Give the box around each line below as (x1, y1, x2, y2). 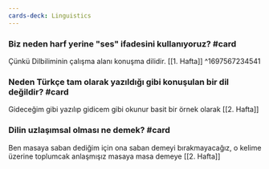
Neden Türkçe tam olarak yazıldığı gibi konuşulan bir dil (8, 76, 230, 87)
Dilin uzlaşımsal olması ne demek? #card (8, 125, 171, 136)
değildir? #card (8, 86, 70, 97)
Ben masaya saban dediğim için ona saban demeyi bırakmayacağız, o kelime (8, 143, 262, 152)
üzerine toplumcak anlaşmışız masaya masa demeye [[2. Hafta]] (8, 151, 221, 161)
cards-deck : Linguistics (8, 11, 92, 20)
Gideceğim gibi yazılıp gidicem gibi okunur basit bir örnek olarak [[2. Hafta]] (8, 105, 259, 115)
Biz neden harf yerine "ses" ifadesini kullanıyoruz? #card (8, 38, 237, 49)
